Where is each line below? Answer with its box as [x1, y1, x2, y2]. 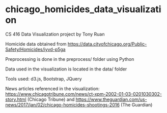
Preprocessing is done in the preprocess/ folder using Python [5, 56, 134, 62]
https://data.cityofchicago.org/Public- [68, 41, 147, 47]
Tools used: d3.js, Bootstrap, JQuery [5, 76, 82, 82]
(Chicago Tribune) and [27, 96, 75, 102]
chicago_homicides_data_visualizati [5, 4, 161, 15]
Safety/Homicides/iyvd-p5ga [5, 46, 66, 52]
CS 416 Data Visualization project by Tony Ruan [5, 31, 105, 37]
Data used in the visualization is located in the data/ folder [5, 66, 127, 72]
